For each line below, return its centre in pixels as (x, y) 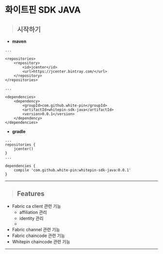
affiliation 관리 (33, 212)
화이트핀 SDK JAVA (43, 10)
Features (31, 194)
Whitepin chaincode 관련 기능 (41, 241)
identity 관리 (31, 218)
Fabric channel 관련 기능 (36, 229)
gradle (19, 131)
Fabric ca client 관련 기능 (37, 206)
